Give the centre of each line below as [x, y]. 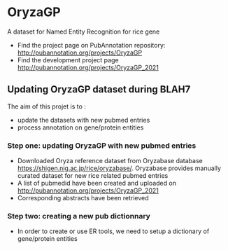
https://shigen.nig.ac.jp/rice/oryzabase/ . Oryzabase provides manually [119, 168]
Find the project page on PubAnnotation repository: [91, 45]
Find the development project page [68, 60]
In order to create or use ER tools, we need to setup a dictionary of [113, 231]
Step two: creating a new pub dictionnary [79, 216]
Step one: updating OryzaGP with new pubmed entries [102, 146]
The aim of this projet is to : [47, 106]
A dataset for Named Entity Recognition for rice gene [84, 32]
